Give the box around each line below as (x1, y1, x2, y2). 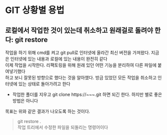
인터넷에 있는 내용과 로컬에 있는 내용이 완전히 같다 (10, 56, 108, 61)
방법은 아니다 (12, 98, 38, 103)
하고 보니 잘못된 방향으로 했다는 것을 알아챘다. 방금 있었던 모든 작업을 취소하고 (5, 74, 157, 80)
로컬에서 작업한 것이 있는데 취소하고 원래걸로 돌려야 (5, 26, 154, 34)
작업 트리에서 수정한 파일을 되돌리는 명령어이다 (17, 124, 108, 130)
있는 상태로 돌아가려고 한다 (18, 81, 71, 86)
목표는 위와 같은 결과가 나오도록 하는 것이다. (5, 108, 91, 114)
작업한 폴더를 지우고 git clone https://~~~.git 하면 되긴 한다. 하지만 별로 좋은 (12, 91, 163, 97)
